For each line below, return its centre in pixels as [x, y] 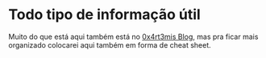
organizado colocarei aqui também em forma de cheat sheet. [110, 44]
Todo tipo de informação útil [105, 15]
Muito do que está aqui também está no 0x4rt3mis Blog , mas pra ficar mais [133, 37]
